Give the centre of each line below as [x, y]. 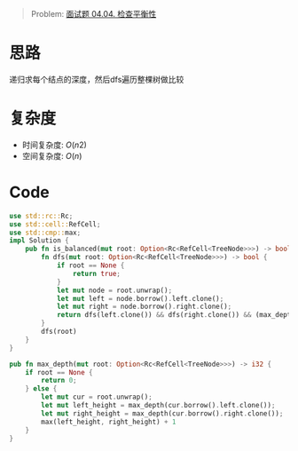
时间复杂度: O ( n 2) [54, 145]
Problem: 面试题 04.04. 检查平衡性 [94, 14]
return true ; [97, 273]
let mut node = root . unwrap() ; [114, 290]
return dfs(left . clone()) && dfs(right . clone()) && [154, 315]
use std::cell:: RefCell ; [55, 224]
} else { [41, 389]
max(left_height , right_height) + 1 [109, 422]
